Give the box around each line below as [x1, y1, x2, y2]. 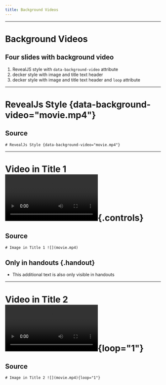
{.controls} [98, 212, 144, 224]
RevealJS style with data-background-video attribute [12, 66, 119, 72]
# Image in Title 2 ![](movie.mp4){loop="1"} [5, 376, 100, 381]
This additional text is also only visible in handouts [12, 272, 115, 278]
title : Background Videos [5, 7, 58, 12]
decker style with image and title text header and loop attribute [12, 77, 141, 82]
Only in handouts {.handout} [5, 259, 95, 267]
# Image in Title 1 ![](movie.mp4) [5, 245, 79, 250]
